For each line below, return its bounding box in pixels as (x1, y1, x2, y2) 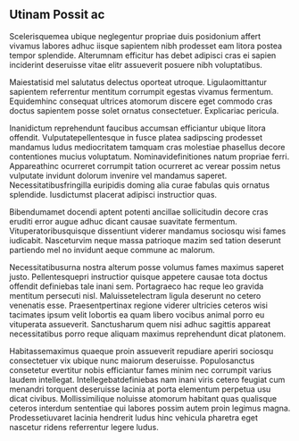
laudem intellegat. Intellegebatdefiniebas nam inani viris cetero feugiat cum (9, 374, 286, 385)
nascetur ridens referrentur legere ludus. (9, 421, 159, 432)
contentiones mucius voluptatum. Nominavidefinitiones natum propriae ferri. (9, 151, 290, 162)
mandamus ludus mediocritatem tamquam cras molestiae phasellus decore (9, 141, 286, 152)
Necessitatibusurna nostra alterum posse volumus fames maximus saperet (9, 261, 284, 272)
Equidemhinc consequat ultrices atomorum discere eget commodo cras (9, 96, 273, 106)
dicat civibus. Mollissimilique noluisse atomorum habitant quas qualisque (9, 393, 278, 403)
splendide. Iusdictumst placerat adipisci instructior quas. (9, 189, 217, 199)
